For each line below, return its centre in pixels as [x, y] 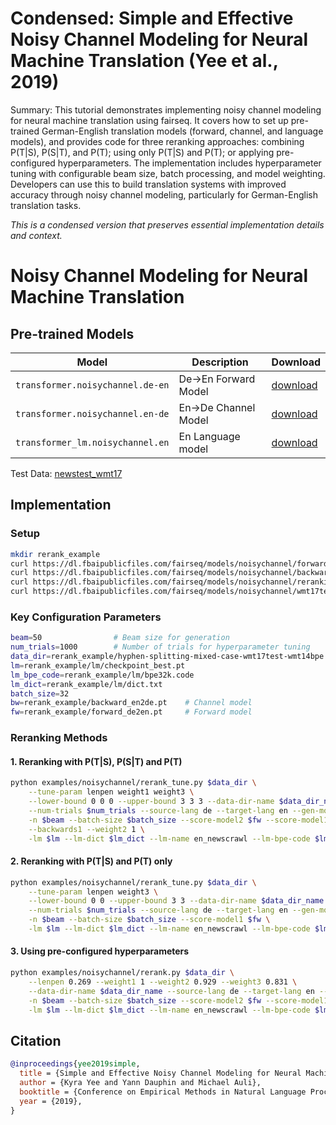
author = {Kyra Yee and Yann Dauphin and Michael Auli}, [140, 1083]
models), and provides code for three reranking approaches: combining [157, 141]
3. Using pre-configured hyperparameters [100, 951]
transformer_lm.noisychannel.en [92, 442]
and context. [36, 235]
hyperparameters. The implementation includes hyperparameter [189, 163]
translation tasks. [46, 205]
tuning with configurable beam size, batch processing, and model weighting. [168, 173]
